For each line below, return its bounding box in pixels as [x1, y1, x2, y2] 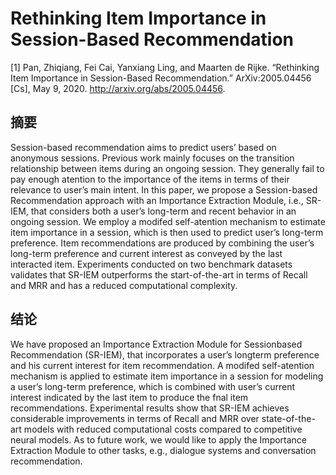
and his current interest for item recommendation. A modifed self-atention [10, 359, 315, 371]
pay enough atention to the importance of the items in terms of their [10, 173, 290, 185]
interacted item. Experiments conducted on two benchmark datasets [10, 258, 293, 270]
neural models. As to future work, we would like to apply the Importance [10, 433, 308, 446]
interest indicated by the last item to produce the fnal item [10, 391, 249, 403]
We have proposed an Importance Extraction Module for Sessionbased [10, 338, 303, 350]
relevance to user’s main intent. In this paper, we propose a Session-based [10, 183, 318, 196]
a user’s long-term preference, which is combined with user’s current [10, 380, 296, 392]
